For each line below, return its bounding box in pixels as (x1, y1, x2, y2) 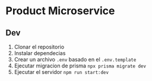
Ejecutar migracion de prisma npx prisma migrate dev (14, 62, 147, 69)
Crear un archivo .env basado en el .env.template (14, 56, 137, 63)
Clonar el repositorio (14, 43, 65, 50)
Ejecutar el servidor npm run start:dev (14, 69, 109, 75)
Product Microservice (5, 4, 115, 18)
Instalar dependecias (14, 50, 66, 57)
